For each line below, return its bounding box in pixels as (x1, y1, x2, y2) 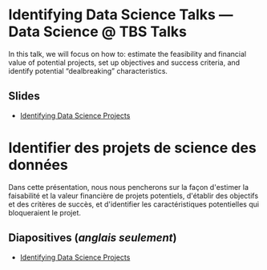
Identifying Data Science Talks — (8, 6, 233, 24)
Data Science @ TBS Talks (8, 22, 187, 41)
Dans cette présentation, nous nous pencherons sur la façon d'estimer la (8, 182, 249, 191)
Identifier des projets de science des (8, 139, 257, 157)
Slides (8, 90, 40, 103)
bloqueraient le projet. (8, 208, 82, 217)
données (8, 155, 68, 174)
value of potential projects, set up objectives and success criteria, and (8, 58, 241, 67)
